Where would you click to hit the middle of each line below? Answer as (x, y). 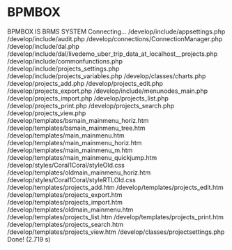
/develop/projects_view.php (47, 113)
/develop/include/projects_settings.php (63, 68)
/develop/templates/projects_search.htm (65, 224)
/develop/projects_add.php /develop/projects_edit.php (85, 83)
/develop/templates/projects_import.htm (65, 202)
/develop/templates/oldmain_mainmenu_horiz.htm (79, 172)
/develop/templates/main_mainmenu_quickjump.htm (82, 157)
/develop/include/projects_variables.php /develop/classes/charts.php (107, 76)
